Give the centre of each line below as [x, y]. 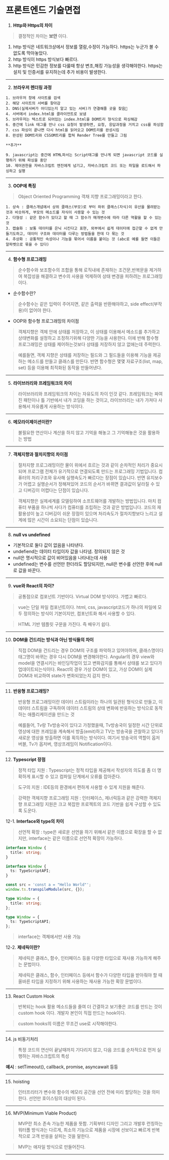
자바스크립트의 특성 [50, 1056]
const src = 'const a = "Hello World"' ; [49, 885]
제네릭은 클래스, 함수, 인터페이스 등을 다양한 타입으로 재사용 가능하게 [85, 958]
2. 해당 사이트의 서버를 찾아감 [33, 103]
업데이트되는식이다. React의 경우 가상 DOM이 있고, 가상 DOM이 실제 [85, 669]
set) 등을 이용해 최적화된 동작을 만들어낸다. [60, 367]
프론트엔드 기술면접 [43, 10]
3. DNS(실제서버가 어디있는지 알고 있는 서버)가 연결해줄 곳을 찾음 [67, 108]
